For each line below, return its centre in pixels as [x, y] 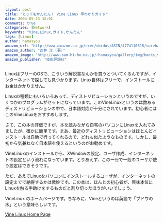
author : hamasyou [23, 41]
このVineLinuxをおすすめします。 [38, 114]
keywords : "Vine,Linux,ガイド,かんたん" [44, 32]
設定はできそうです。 [30, 166]
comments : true [20, 23]
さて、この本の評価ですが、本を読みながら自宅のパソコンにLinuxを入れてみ [81, 125]
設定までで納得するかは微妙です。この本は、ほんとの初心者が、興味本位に [79, 182]
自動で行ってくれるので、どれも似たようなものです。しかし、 [91, 137]
